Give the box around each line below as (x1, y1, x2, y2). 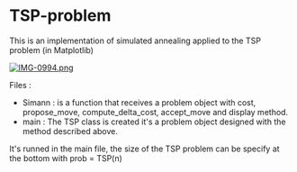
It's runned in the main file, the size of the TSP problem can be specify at (9, 143, 281, 154)
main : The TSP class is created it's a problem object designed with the (22, 116, 286, 127)
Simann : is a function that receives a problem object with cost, (22, 96, 256, 108)
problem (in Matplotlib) (9, 44, 94, 55)
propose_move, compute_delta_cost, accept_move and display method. (22, 106, 289, 117)
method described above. (22, 125, 119, 136)
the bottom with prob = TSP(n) (9, 152, 123, 163)
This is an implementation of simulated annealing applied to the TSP (9, 35, 261, 46)
